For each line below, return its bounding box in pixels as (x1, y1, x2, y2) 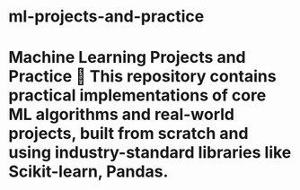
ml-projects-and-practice (8, 6, 205, 27)
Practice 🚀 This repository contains (8, 66, 277, 87)
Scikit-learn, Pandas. (8, 161, 169, 182)
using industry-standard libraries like (8, 142, 292, 163)
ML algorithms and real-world (8, 105, 235, 125)
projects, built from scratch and (8, 124, 249, 144)
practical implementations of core (8, 85, 267, 106)
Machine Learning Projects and (8, 47, 246, 68)
